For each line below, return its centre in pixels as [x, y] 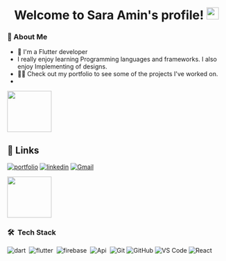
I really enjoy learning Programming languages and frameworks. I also [117, 60]
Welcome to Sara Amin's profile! [109, 16]
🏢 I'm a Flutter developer [52, 52]
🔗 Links [23, 150]
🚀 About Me [27, 37]
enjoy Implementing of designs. [62, 66]
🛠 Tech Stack [32, 233]
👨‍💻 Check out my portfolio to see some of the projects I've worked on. [118, 74]
